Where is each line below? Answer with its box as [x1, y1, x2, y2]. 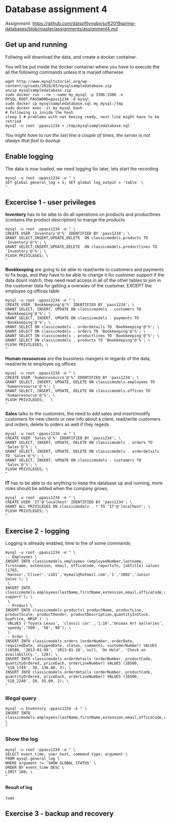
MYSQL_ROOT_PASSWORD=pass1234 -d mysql [5, 96, 90, 102]
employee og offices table [5, 288, 60, 294]
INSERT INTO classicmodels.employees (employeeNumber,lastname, [5, 559, 144, 564]
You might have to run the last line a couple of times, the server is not [5, 132, 150, 138]
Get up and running [5, 41, 67, 49]
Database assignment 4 [5, 4, 108, 15]
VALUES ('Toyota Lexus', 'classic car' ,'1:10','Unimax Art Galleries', [7, 621, 164, 626]
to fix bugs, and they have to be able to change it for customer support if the [5, 272, 164, 278]
